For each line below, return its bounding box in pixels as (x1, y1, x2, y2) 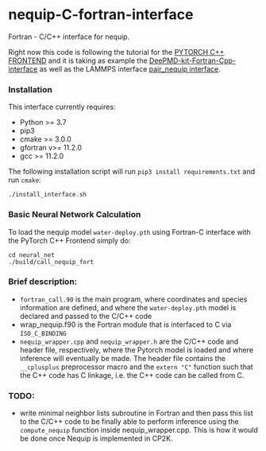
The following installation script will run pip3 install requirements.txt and (8, 167, 256, 177)
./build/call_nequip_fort (8, 258, 94, 266)
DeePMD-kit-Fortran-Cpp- (149, 56, 237, 65)
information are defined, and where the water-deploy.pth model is (19, 302, 237, 312)
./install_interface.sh (8, 191, 87, 199)
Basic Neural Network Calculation (8, 209, 141, 220)
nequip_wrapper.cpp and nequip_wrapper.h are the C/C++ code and (19, 336, 239, 346)
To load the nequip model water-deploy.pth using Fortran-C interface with (8, 227, 252, 236)
